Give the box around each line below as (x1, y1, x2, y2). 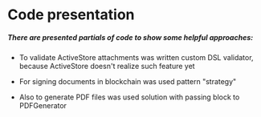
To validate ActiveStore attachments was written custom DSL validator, (18, 53, 254, 63)
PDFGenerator (18, 101, 67, 111)
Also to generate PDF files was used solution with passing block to (18, 92, 240, 102)
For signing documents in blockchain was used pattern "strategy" (18, 77, 237, 87)
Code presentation (7, 6, 135, 24)
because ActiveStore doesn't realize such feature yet (18, 62, 195, 71)
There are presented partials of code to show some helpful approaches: (7, 32, 254, 42)
